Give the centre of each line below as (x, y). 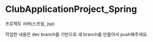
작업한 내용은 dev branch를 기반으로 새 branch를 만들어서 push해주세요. (77, 34)
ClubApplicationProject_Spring (71, 9)
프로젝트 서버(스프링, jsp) (30, 23)
